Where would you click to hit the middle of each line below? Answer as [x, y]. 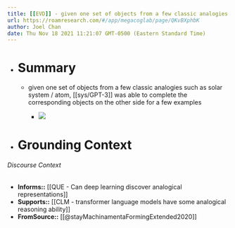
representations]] [43, 194]
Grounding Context [75, 145]
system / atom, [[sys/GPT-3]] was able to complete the [108, 95]
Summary [46, 68]
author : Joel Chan [34, 27]
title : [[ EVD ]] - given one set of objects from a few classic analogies [118, 14]
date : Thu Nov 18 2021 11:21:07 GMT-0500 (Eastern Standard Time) [107, 33]
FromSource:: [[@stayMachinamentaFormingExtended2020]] [107, 216]
